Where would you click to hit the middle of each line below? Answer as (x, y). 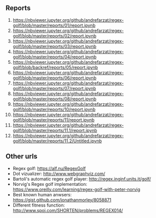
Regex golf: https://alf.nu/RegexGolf (49, 168)
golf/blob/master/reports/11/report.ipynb (54, 120)
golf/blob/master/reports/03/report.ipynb (55, 46)
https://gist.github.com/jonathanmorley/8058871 (62, 200)
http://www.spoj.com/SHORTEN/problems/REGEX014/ (68, 210)
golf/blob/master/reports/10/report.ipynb (54, 109)
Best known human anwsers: (42, 194)
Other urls (21, 156)
